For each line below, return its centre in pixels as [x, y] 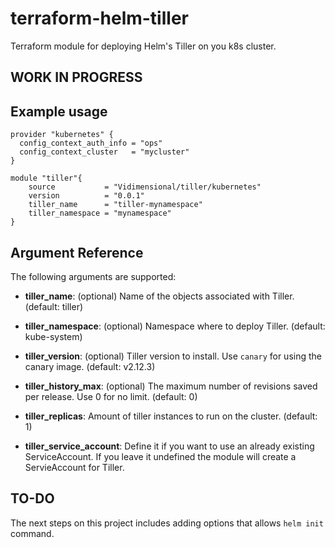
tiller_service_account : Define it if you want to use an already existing [169, 446]
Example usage [59, 111]
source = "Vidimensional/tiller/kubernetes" [145, 187]
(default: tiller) [54, 306]
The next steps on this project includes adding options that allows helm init [167, 523]
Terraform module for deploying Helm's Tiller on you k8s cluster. [143, 46]
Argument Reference [77, 252]
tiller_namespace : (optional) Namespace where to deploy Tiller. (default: [175, 326]
